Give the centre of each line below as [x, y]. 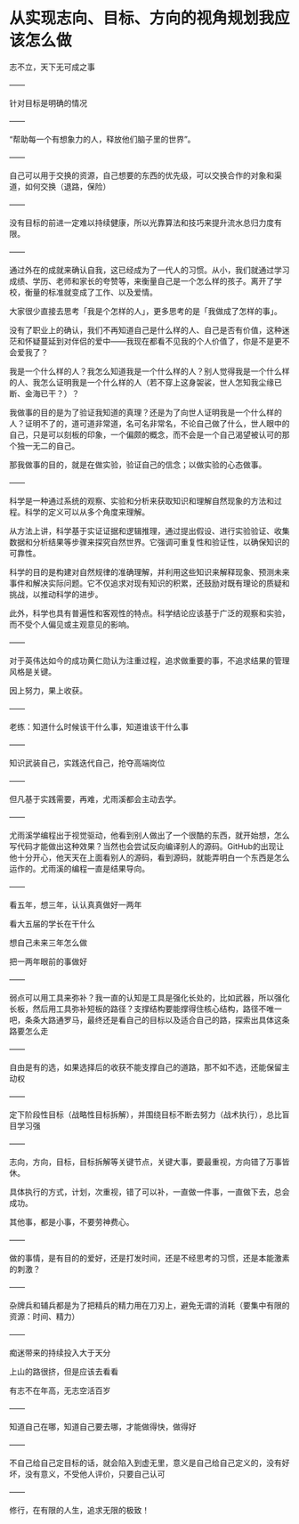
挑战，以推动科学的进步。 [56, 594]
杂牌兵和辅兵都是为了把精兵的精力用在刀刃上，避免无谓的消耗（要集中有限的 [149, 1305]
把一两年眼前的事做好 [48, 961]
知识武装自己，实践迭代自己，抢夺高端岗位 [87, 763]
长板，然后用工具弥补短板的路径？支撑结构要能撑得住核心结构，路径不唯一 [145, 1009]
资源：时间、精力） [44, 1316]
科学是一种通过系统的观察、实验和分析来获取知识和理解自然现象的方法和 [141, 500]
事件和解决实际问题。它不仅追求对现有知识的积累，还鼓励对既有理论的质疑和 [149, 583]
